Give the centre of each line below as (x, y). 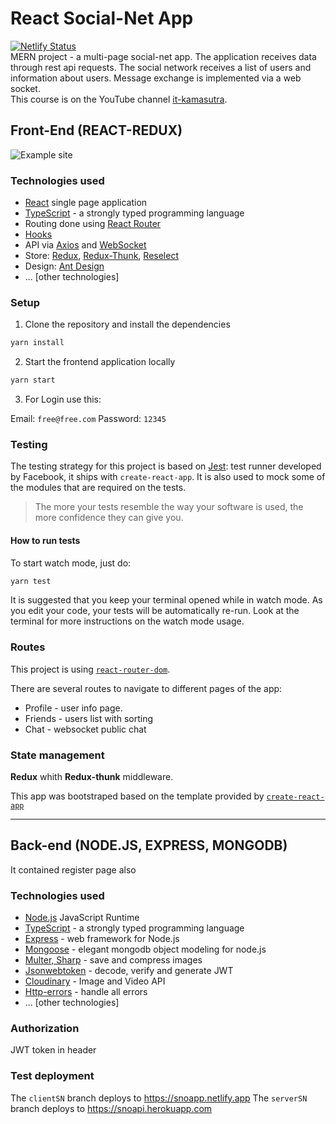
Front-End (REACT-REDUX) (96, 130)
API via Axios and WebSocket (85, 245)
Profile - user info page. (73, 708)
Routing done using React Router (93, 224)
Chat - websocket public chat (85, 729)
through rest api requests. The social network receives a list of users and (161, 67)
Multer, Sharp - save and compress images (113, 960)
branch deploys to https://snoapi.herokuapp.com (111, 1108)
